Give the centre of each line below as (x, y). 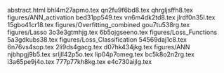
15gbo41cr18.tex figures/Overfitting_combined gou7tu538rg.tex (99, 25)
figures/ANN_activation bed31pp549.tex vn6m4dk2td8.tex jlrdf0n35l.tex (111, 17)
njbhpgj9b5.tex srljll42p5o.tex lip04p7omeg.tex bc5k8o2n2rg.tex (101, 54)
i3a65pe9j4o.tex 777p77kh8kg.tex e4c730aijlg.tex (80, 62)
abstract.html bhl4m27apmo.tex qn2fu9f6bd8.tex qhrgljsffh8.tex (100, 10)
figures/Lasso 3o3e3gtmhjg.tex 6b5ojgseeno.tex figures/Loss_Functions (112, 32)
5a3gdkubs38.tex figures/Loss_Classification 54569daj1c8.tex (97, 40)
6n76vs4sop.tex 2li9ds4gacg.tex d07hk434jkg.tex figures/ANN (99, 47)
